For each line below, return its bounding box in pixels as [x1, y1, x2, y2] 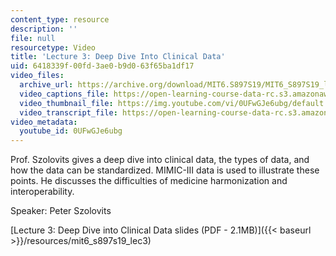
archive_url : [19, 80, 74, 90]
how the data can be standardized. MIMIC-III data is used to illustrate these [10, 164, 320, 176]
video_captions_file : [19, 89, 110, 99]
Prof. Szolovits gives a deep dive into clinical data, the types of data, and [10, 154, 310, 166]
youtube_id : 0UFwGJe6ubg [19, 126, 123, 136]
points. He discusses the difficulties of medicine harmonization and [10, 175, 288, 187]
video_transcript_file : [19, 107, 118, 118]
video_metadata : [10, 117, 78, 127]
